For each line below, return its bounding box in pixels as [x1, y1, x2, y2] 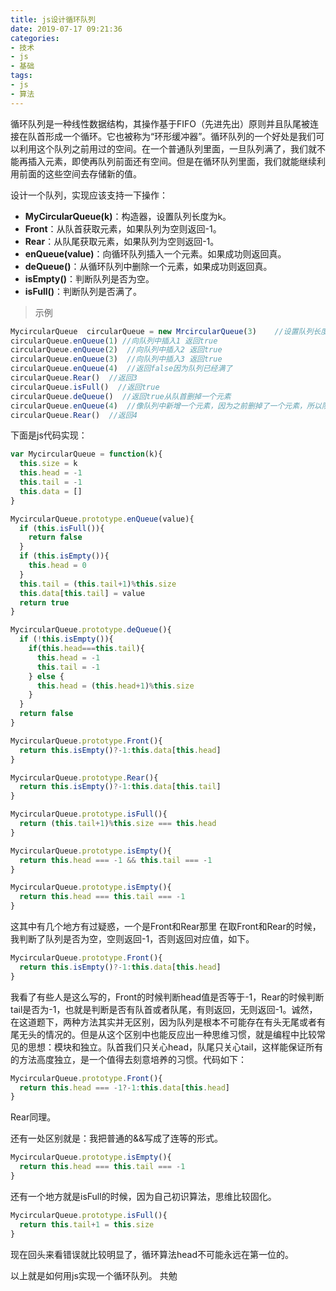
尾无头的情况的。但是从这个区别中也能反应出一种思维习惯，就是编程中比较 [10, 1028, 317, 1040]
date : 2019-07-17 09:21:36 [10, 24, 123, 34]
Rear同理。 [10, 1111, 57, 1123]
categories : [10, 33, 60, 43]
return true [19, 597, 70, 608]
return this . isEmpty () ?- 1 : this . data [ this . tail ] [19, 782, 222, 792]
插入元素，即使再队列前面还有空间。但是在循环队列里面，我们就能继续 [27, 155, 317, 167]
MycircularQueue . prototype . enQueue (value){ [10, 514, 195, 524]
